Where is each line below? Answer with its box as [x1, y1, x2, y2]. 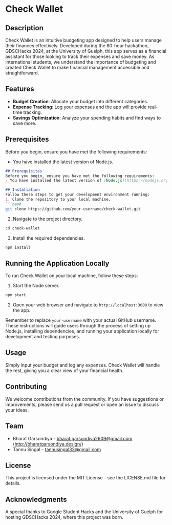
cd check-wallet [5, 225, 40, 231]
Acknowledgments [5, 495, 68, 503]
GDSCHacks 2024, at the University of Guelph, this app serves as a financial [5, 48, 167, 54]
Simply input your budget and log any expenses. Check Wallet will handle [5, 362, 160, 368]
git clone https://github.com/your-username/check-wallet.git [5, 206, 141, 211]
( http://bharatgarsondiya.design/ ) [12, 441, 83, 447]
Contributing [5, 382, 47, 391]
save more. [12, 120, 37, 126]
